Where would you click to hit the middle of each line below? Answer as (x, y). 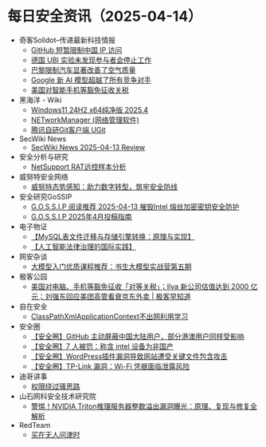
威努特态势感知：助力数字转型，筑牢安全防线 (104, 186)
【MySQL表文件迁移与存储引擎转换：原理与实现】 (113, 236)
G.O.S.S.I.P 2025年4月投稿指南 (81, 216)
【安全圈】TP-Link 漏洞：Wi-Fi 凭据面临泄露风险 (110, 366)
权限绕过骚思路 (55, 386)
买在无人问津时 (55, 434)
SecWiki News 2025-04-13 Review (88, 147)
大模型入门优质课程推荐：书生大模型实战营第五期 (111, 266)
